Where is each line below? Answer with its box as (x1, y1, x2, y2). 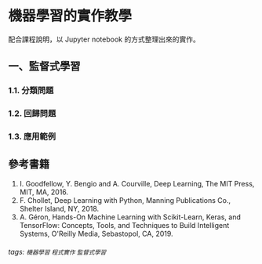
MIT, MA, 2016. (19, 187, 69, 197)
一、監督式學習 (8, 60, 81, 73)
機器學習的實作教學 (8, 7, 133, 25)
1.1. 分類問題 (8, 85, 54, 96)
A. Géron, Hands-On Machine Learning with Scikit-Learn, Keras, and (19, 212, 241, 222)
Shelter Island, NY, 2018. (19, 204, 100, 213)
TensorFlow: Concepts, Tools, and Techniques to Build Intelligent (19, 220, 230, 230)
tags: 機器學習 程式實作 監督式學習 (8, 247, 107, 256)
